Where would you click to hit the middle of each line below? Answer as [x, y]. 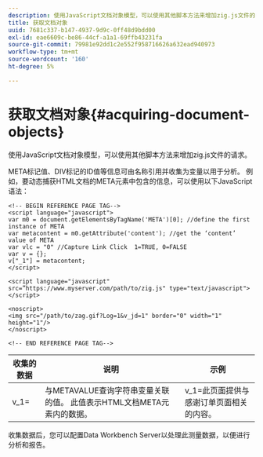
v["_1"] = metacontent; [47, 261]
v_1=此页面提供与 [217, 390]
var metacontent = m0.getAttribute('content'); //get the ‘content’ [122, 233]
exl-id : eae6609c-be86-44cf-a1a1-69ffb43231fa [85, 37]
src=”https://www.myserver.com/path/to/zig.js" [87, 288]
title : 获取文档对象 [38, 23]
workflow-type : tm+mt [43, 52]
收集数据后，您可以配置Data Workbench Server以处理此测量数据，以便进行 [129, 435]
